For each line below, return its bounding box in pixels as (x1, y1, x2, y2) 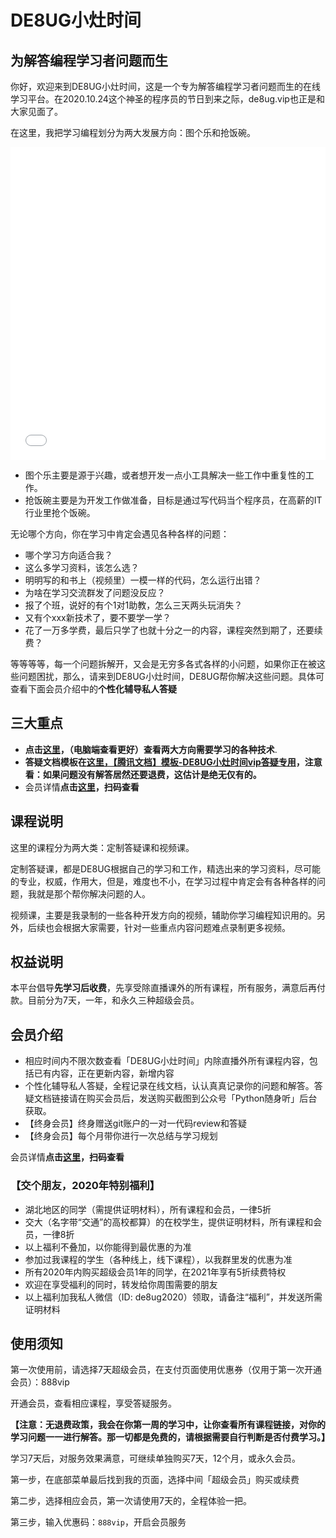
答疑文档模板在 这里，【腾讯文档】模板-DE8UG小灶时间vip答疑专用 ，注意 (24, 756, 323, 768)
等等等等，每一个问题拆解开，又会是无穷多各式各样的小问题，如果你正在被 (10, 658, 317, 670)
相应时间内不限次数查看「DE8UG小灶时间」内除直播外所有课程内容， (24, 1055, 310, 1067)
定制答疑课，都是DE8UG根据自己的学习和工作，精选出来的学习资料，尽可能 (10, 862, 322, 875)
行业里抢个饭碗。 (24, 507, 96, 518)
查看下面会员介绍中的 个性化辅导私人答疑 (10, 683, 177, 695)
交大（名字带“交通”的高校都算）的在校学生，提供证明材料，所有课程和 (24, 1216, 314, 1228)
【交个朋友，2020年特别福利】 (10, 1179, 160, 1193)
